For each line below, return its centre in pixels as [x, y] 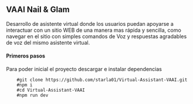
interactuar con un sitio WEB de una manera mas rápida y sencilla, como [94, 30]
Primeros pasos [26, 56]
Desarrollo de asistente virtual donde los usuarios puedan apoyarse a [90, 24]
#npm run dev [33, 95]
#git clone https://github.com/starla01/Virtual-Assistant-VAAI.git [102, 80]
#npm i [25, 85]
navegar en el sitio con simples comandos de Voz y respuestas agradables [97, 36]
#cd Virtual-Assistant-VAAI [51, 90]
